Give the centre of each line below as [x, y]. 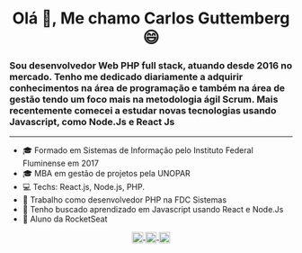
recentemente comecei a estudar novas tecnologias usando [143, 111]
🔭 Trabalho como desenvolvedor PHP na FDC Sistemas [124, 200]
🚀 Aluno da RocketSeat [65, 219]
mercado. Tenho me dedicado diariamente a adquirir [126, 77]
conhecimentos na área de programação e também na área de [147, 88]
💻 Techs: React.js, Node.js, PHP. [84, 187]
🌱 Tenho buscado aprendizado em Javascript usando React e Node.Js [153, 210]
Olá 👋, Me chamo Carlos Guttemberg [151, 18]
